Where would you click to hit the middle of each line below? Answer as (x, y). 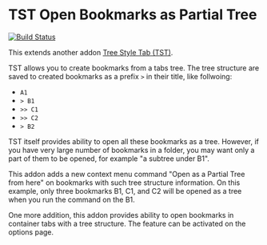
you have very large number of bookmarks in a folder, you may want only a (132, 150)
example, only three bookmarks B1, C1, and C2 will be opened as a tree (125, 191)
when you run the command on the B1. (72, 199)
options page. (31, 232)
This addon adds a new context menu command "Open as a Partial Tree (127, 174)
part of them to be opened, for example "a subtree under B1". (109, 159)
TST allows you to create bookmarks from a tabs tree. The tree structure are (134, 68)
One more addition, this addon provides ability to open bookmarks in (121, 215)
